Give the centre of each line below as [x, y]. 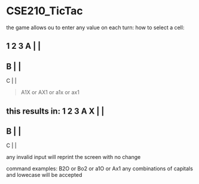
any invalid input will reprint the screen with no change [74, 157]
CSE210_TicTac [45, 11]
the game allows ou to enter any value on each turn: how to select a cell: [95, 27]
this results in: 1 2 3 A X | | [55, 111]
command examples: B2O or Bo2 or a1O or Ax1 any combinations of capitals [99, 169]
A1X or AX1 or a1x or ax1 [50, 92]
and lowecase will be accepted [44, 175]
